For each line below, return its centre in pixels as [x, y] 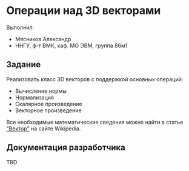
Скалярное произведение [49, 104]
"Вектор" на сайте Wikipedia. [44, 129]
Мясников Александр [43, 39]
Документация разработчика [66, 148]
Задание [24, 65]
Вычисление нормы [41, 91]
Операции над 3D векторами [84, 11]
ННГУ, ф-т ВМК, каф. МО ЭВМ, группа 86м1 [71, 45]
